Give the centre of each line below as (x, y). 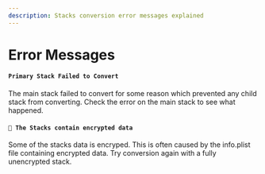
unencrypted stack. (40, 162)
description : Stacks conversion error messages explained (106, 15)
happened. (26, 110)
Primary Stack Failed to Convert (63, 76)
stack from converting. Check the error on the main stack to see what (122, 102)
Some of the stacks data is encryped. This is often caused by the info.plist (130, 145)
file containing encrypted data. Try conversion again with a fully (112, 153)
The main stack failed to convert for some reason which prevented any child (132, 94)
